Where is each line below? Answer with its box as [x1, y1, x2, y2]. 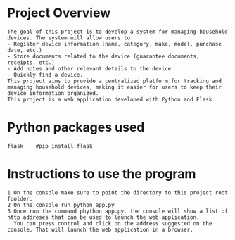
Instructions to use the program [7, 166, 196, 182]
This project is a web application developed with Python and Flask [7, 96, 212, 103]
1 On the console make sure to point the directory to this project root [7, 189, 229, 196]
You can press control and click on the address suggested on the [13, 220, 212, 227]
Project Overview [7, 5, 111, 21]
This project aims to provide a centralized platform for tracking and [7, 77, 222, 84]
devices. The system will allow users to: [7, 34, 134, 42]
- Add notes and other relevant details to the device [7, 65, 172, 72]
